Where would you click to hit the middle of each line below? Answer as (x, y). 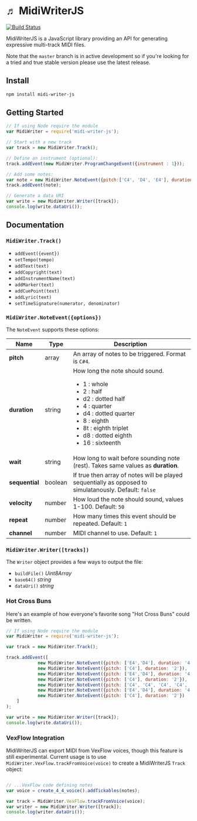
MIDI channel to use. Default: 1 (115, 533)
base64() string (33, 580)
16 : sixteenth (102, 443)
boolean (56, 482)
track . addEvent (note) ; (34, 185)
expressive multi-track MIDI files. (46, 45)
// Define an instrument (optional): (52, 158)
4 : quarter (98, 406)
